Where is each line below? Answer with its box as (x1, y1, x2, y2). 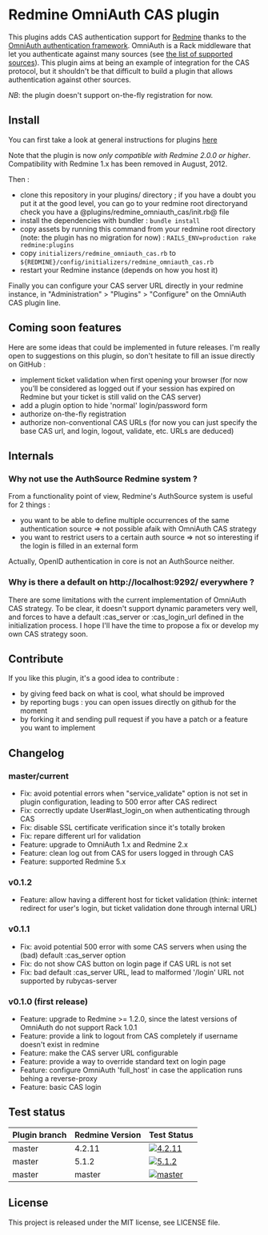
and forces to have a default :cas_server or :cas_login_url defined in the (8, 612, 244, 622)
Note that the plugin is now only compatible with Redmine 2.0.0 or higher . (8, 150, 251, 160)
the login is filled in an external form (19, 541, 138, 551)
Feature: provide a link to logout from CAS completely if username (19, 1031, 238, 1040)
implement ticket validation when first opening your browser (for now (19, 375, 248, 384)
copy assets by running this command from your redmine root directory (19, 224, 256, 233)
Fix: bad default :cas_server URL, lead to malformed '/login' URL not (19, 967, 245, 977)
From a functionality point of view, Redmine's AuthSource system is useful (8, 492, 254, 501)
